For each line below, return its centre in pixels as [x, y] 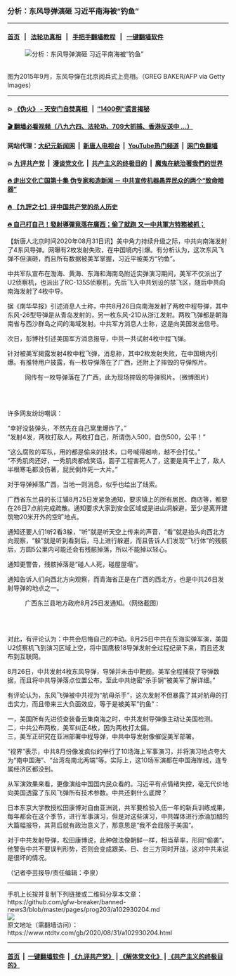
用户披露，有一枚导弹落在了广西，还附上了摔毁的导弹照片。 [124, 363]
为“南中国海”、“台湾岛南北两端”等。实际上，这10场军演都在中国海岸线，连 [114, 760]
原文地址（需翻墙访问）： [43, 925]
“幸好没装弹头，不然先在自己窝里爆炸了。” [67, 428]
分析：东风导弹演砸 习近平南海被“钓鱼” [73, 11]
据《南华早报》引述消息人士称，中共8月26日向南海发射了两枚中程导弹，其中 [118, 306]
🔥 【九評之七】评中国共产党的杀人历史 [63, 207]
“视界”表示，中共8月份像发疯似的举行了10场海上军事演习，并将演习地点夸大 [117, 751]
